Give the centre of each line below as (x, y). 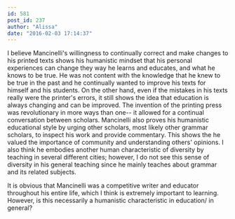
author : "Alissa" (33, 27)
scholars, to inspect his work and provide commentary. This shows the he (114, 135)
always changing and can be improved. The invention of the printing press (115, 105)
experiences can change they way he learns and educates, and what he (111, 68)
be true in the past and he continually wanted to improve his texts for (107, 83)
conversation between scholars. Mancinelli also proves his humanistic (108, 120)
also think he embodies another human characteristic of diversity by (106, 150)
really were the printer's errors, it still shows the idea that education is (108, 98)
